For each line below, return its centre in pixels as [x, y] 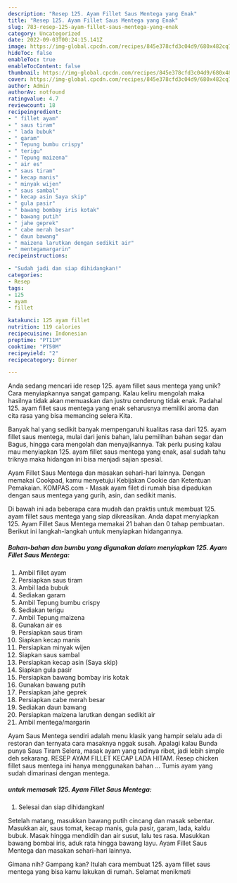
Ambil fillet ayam [42, 573]
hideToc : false [30, 53]
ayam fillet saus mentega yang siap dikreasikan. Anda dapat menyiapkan [113, 516]
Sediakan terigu [41, 610]
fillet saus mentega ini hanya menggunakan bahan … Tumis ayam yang [110, 766]
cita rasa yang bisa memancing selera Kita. [70, 416]
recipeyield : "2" [33, 353]
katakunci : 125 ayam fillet [49, 321]
